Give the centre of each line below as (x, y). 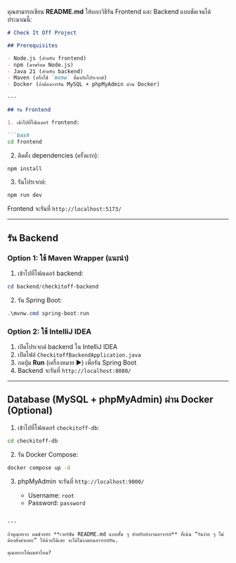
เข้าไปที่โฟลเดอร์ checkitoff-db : (58, 427)
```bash (19, 135)
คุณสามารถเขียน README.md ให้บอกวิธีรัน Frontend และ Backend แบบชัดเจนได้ (109, 12)
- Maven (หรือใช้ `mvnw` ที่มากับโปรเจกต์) (57, 78)
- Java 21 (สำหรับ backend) (45, 71)
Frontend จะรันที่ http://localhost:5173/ (64, 209)
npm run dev (25, 195)
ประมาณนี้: (20, 19)
